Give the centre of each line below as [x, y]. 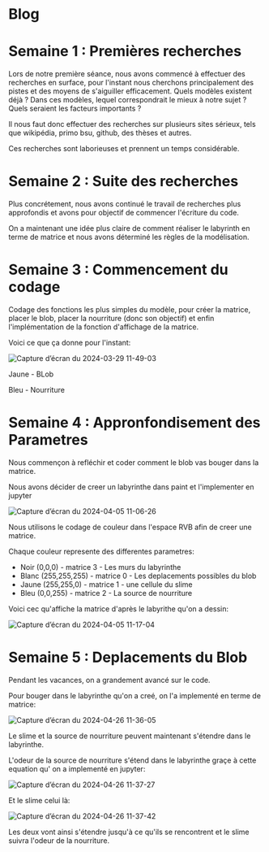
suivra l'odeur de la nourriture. [59, 840]
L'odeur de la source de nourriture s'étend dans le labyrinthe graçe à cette [132, 760]
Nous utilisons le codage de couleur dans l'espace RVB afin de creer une [130, 527]
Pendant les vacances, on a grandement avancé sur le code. [109, 680]
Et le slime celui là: [39, 800]
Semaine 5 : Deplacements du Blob [128, 657]
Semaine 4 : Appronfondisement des [134, 423]
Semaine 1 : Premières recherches [125, 52]
